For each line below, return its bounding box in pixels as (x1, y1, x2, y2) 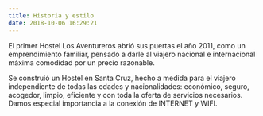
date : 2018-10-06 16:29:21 (8, 19, 98, 27)
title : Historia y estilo (8, 11, 94, 20)
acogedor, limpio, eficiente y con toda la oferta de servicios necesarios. (8, 90, 243, 99)
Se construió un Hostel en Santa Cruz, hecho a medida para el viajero (8, 73, 236, 83)
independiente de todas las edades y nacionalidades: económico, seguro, (8, 81, 250, 91)
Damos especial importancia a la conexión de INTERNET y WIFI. (8, 99, 218, 108)
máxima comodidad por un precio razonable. (8, 57, 155, 68)
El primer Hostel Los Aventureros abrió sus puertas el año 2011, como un (8, 41, 246, 50)
